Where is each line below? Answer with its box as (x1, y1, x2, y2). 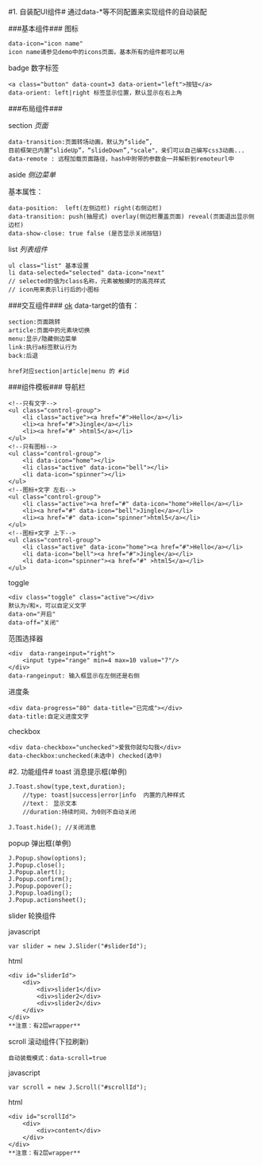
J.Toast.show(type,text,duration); (8, 782, 126, 790)
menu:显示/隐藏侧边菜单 (8, 335, 78, 343)
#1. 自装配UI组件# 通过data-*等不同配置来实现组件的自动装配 (8, 7, 207, 16)
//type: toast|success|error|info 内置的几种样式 (22, 791, 185, 799)
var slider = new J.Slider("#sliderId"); (8, 942, 148, 950)
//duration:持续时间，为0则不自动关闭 (22, 808, 137, 816)
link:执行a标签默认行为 (8, 344, 78, 351)
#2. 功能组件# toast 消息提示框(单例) (8, 767, 128, 776)
